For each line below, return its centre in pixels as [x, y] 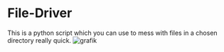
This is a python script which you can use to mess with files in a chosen [113, 33]
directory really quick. [39, 40]
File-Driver [40, 13]
